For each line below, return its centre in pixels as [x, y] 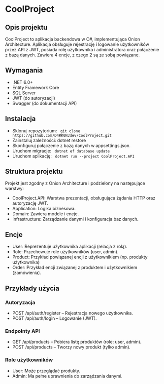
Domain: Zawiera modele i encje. [46, 214]
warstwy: [15, 189]
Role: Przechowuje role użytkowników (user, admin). [65, 252]
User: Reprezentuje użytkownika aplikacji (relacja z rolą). [70, 247]
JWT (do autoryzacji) [34, 98]
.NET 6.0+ [22, 82]
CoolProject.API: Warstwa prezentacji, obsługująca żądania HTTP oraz [84, 198]
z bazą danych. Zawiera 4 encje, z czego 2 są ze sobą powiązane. [72, 55]
